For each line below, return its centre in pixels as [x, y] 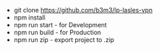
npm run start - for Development [60, 25]
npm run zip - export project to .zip [64, 40]
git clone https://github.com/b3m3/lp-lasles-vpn [83, 10]
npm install [30, 17]
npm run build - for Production [57, 32]
